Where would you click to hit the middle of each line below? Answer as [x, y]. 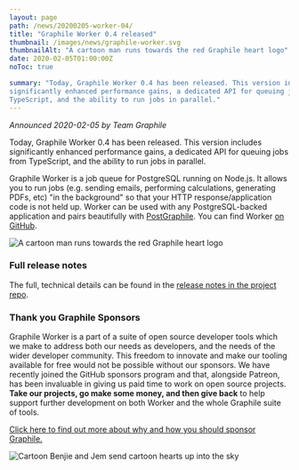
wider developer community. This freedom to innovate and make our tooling [148, 355]
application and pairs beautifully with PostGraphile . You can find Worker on [147, 216]
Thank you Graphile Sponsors [75, 317]
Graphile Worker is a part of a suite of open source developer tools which [144, 337]
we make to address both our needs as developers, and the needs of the [142, 347]
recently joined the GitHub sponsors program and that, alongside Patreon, [145, 375]
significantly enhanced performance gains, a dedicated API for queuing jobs [149, 151]
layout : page [33, 17]
